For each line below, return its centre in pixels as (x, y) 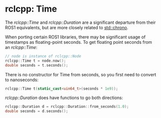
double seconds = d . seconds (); (37, 111)
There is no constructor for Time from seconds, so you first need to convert (81, 74)
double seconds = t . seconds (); (37, 65)
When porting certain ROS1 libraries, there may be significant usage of (75, 37)
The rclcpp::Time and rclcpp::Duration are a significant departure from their (80, 22)
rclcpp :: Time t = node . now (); (36, 61)
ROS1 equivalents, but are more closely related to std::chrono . (67, 27)
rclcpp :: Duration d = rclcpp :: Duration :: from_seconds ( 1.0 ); (67, 107)
